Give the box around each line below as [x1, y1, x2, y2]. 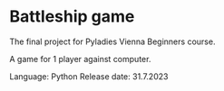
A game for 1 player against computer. [9, 53, 151, 64]
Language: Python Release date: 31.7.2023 [9, 70, 169, 82]
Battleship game [9, 6, 135, 27]
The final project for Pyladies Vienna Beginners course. [9, 36, 216, 47]
